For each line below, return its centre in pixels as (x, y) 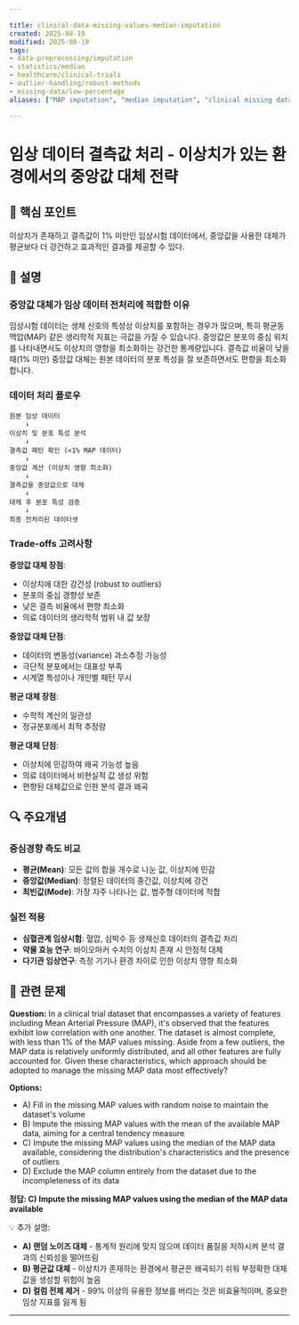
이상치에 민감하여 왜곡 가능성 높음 (81, 764)
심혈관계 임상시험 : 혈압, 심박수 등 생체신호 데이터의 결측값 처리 (130, 938)
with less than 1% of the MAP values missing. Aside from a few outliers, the (147, 1042)
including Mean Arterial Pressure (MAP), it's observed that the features (139, 1023)
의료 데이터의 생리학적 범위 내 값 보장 (86, 617)
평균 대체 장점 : (34, 696)
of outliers (41, 1161)
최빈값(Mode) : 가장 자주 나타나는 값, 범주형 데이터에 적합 (121, 892)
